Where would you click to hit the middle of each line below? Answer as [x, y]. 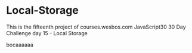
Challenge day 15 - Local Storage [47, 33]
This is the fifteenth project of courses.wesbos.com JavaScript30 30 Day [96, 27]
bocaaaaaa [20, 45]
